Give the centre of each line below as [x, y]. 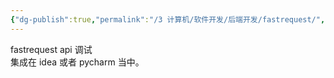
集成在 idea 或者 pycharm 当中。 [77, 62]
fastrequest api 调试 [51, 49]
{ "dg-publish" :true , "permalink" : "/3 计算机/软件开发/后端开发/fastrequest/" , [168, 19]
